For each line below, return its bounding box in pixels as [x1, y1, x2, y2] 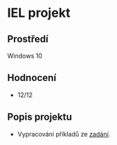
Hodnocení [7, 72, 57, 84]
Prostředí [7, 33, 49, 45]
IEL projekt [7, 5, 71, 21]
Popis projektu [7, 111, 72, 123]
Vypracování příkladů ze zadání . [17, 130, 111, 138]
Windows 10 [7, 51, 43, 60]
